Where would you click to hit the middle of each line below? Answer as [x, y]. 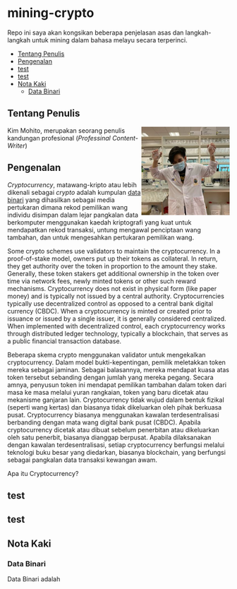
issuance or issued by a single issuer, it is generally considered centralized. [117, 319]
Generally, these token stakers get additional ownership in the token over [114, 273]
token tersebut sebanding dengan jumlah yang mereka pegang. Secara [110, 377]
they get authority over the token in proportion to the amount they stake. [112, 266]
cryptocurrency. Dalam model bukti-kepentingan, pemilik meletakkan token [116, 362]
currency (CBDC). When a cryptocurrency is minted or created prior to [110, 311]
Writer [16, 145]
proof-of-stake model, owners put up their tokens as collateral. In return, [113, 258]
